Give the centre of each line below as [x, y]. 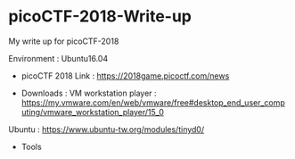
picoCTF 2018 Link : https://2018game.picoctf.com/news [125, 75]
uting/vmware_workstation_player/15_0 [92, 112]
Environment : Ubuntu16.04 [58, 58]
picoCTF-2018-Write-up [100, 17]
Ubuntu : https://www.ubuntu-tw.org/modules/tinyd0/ [107, 129]
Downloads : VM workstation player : [89, 93]
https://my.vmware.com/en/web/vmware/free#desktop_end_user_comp [153, 102]
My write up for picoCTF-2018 [64, 41]
